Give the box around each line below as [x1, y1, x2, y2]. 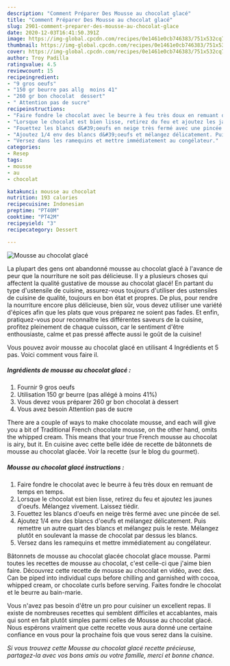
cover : [7, 49, 26, 56]
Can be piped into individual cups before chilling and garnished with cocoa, [7, 573, 220, 582]
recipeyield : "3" [7, 220, 57, 227]
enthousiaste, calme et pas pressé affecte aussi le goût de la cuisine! [7, 330, 202, 338]
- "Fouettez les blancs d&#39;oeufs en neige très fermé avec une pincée [7, 125, 222, 132]
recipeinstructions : [7, 106, 66, 112]
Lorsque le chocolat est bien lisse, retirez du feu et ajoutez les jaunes [16, 495, 212, 504]
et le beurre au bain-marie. [7, 589, 83, 597]
